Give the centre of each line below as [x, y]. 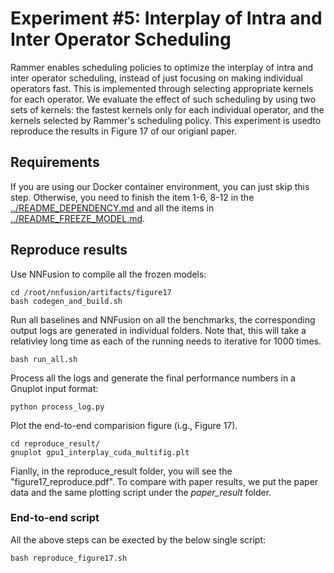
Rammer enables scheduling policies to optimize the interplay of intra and [161, 67]
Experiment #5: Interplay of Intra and [166, 18]
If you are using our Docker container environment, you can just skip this [160, 186]
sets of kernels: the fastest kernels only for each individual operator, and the [167, 109]
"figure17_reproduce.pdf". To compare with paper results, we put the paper [164, 481]
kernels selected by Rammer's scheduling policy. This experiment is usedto [166, 120]
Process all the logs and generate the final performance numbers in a [153, 378]
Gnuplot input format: [54, 388]
